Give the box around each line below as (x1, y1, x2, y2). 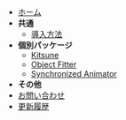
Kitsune (30, 50, 59, 60)
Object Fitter (30, 59, 77, 70)
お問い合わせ (17, 90, 65, 101)
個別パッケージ (17, 40, 73, 50)
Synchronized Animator (30, 69, 117, 79)
